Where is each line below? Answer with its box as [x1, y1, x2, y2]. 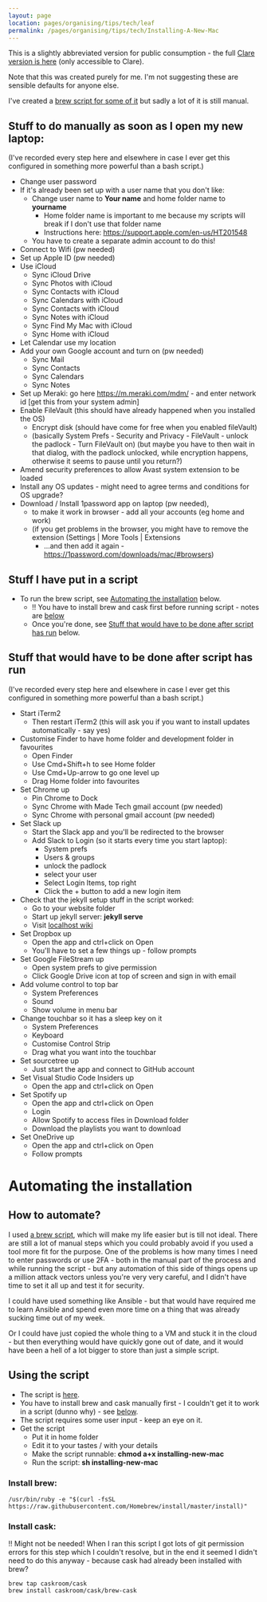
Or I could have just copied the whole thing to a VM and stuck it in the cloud [8, 1328, 257, 1338]
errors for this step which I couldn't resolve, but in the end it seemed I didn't [8, 1548, 257, 1557]
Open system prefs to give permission [31, 962, 157, 972]
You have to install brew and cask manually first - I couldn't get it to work [19, 1398, 260, 1407]
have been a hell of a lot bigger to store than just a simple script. [8, 1345, 219, 1355]
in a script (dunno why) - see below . [19, 1407, 139, 1416]
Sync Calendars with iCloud [31, 296, 124, 305]
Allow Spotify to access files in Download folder [31, 1115, 189, 1124]
